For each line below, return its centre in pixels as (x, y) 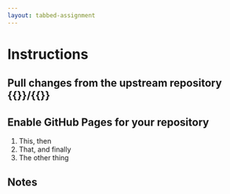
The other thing (44, 158)
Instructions (48, 54)
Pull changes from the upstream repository (115, 83)
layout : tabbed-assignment (51, 15)
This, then (35, 141)
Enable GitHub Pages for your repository (108, 122)
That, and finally (45, 149)
